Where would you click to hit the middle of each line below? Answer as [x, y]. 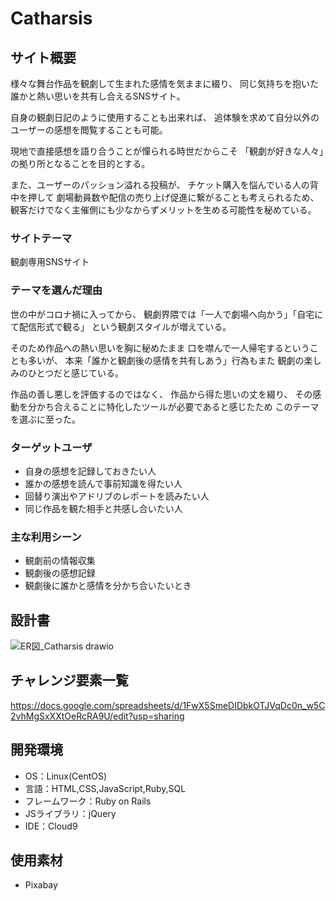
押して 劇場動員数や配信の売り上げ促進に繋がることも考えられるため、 [173, 197]
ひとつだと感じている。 [76, 373]
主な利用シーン [46, 537]
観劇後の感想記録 [60, 573]
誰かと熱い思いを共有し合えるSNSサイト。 [98, 96]
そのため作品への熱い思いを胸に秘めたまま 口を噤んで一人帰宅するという [160, 348]
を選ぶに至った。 [45, 419]
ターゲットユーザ [51, 447]
